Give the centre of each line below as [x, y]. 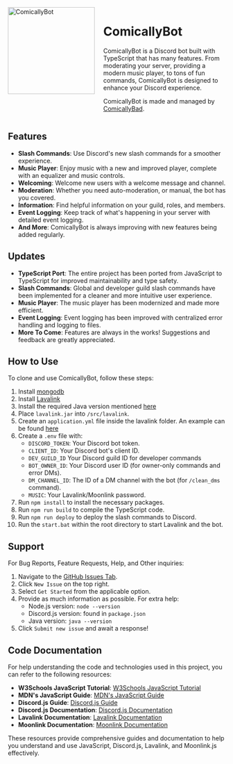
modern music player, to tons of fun [154, 73]
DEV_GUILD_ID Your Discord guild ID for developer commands [115, 458]
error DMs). [45, 473]
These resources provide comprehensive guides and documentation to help [116, 738]
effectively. [24, 753]
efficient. [31, 310]
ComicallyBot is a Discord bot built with [159, 51]
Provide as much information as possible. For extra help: [98, 599]
